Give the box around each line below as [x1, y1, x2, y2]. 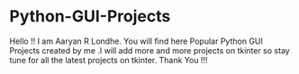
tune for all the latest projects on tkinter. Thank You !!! [9, 54, 208, 65]
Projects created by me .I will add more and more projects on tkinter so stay [9, 45, 290, 55]
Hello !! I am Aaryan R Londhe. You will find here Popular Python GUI [9, 36, 264, 46]
